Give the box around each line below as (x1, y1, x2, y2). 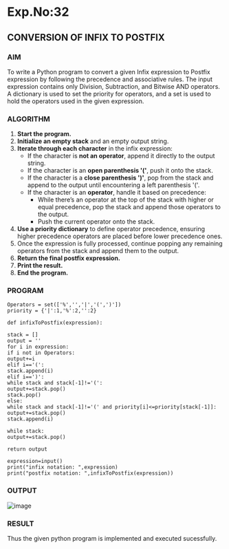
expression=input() (7, 458, 63, 465)
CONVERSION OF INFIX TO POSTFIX (7, 32, 165, 43)
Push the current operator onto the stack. (37, 217, 155, 226)
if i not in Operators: (7, 349, 76, 356)
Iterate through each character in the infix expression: (17, 144, 173, 153)
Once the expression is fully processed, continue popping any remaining (17, 239, 223, 248)
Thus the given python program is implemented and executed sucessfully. (7, 535, 217, 543)
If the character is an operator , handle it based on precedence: (27, 189, 206, 197)
